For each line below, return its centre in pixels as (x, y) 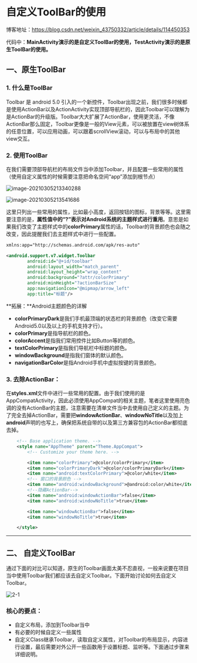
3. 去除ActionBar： (33, 379)
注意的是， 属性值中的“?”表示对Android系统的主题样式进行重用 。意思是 (97, 219)
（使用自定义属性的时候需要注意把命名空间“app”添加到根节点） (82, 176)
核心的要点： (24, 611)
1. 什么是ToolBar (29, 88)
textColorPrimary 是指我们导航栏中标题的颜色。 (72, 348)
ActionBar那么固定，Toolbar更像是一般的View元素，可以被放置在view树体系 (98, 124)
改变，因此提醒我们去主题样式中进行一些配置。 (62, 234)
